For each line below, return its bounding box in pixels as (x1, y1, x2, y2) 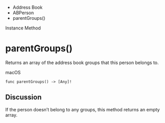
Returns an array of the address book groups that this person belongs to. (5, 59, 159, 66)
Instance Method (5, 25, 41, 31)
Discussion (5, 93, 42, 102)
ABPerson (12, 10, 34, 16)
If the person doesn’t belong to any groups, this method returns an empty (5, 106, 160, 112)
